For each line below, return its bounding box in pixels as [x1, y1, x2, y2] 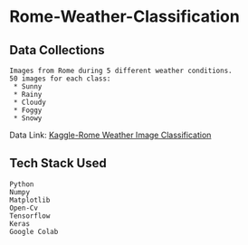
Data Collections [9, 42, 106, 58]
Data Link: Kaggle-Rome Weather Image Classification [9, 129, 212, 140]
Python [9, 179, 34, 189]
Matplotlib [9, 195, 51, 204]
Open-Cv [9, 203, 39, 212]
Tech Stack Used [9, 155, 107, 171]
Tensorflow [9, 211, 51, 221]
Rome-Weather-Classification [9, 6, 240, 27]
